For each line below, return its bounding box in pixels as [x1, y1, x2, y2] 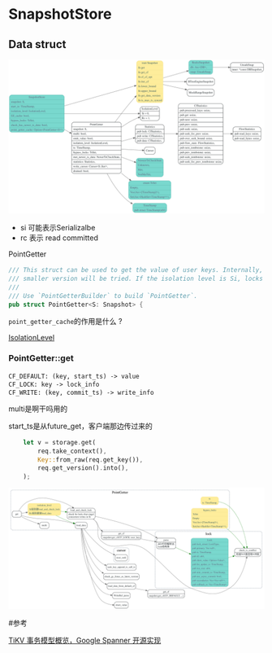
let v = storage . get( [23, 438, 96, 446]
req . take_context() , [37, 447, 107, 455]
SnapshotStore [8, 5, 112, 24]
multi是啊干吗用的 [8, 404, 68, 414]
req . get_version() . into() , [37, 464, 129, 472]
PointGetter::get [8, 353, 75, 364]
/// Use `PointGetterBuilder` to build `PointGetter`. [8, 291, 198, 300]
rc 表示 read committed [19, 233, 99, 243]
